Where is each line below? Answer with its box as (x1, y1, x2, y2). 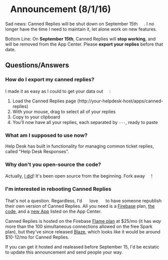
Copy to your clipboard (12, 114, 60, 120)
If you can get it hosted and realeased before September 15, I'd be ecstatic (5, 243, 159, 249)
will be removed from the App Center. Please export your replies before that (5, 41, 163, 47)
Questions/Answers (5, 61, 69, 70)
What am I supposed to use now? (5, 132, 88, 139)
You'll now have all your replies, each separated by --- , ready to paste (12, 119, 158, 125)
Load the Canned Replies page (12, 98, 77, 104)
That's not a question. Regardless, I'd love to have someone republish (5, 197, 162, 204)
